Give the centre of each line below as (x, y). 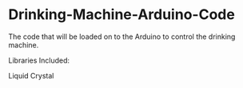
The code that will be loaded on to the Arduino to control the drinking (122, 36)
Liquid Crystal (31, 75)
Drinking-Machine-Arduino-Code (122, 15)
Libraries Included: (39, 60)
